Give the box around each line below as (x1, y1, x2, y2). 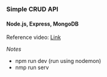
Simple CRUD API (6, 5, 59, 13)
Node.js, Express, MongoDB (6, 20, 79, 28)
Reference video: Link (6, 34, 61, 41)
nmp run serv (15, 64, 49, 71)
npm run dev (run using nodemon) (15, 57, 102, 65)
